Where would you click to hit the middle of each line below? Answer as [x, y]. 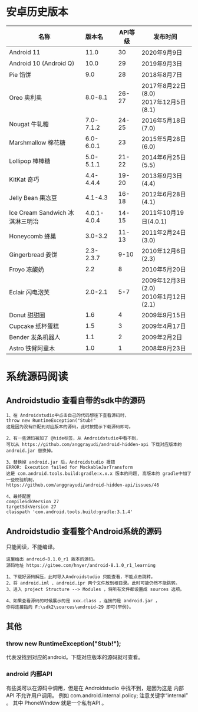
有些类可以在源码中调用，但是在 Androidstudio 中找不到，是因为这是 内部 [95, 688]
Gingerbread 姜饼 [33, 254]
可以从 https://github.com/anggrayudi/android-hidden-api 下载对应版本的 [94, 444]
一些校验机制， [22, 480]
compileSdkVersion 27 [33, 501]
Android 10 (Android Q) [42, 63]
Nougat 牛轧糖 [29, 124]
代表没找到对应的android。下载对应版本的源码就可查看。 [75, 657]
